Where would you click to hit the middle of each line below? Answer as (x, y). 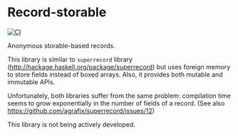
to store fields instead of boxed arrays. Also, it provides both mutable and (115, 74)
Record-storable (57, 12)
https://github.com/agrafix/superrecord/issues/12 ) (81, 110)
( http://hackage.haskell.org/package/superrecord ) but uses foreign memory (119, 67)
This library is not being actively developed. (71, 124)
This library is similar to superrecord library (70, 59)
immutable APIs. (31, 81)
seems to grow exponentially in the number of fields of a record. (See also (116, 103)
